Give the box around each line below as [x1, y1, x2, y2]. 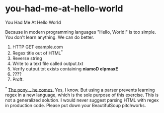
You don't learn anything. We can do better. [5, 34, 94, 40]
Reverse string [12, 55, 42, 61]
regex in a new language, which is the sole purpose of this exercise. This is [5, 92, 159, 98]
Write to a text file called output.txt [12, 60, 83, 66]
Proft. [12, 76, 24, 82]
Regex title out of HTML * [12, 49, 63, 56]
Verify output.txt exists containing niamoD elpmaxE [12, 65, 118, 72]
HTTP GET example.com [12, 44, 63, 50]
